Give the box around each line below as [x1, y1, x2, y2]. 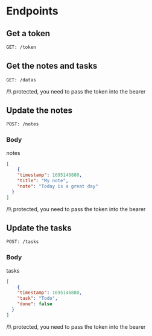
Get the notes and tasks [6, 61, 98, 71]
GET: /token [6, 44, 36, 50]
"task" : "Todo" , [17, 296, 59, 302]
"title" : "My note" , [17, 178, 69, 184]
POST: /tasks [6, 239, 39, 245]
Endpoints [6, 4, 59, 18]
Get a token [6, 28, 50, 39]
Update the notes [6, 105, 73, 115]
